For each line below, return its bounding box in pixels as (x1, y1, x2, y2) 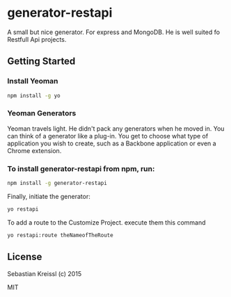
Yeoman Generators (7, 109, 77, 118)
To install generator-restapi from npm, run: (7, 163, 155, 173)
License (7, 251, 42, 263)
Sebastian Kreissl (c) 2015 (7, 269, 82, 278)
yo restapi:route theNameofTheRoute (7, 232, 113, 239)
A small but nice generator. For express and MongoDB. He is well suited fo (7, 28, 221, 36)
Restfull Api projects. (7, 35, 67, 43)
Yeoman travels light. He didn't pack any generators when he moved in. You (7, 124, 225, 133)
